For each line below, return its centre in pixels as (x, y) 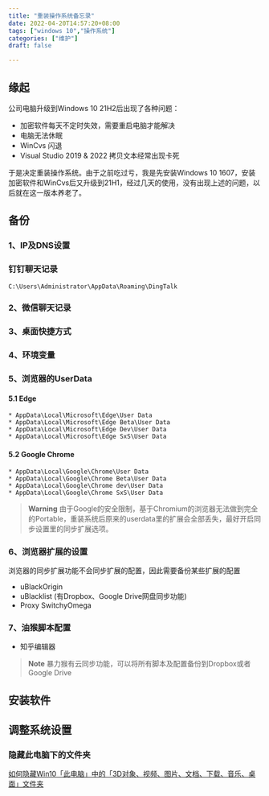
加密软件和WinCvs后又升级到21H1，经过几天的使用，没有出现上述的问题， (131, 183)
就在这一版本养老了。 (50, 192)
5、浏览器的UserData (50, 379)
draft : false (30, 46)
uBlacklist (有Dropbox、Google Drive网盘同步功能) (103, 596)
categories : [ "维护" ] (43, 38)
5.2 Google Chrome (41, 455)
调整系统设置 (40, 730)
